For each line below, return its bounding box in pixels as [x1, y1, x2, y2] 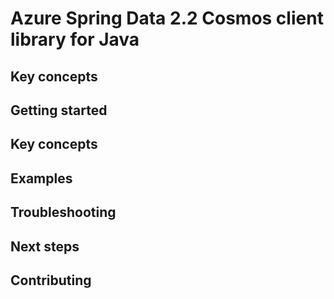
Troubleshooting [10, 204, 117, 221]
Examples [10, 170, 73, 187]
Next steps [10, 238, 80, 255]
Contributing [10, 272, 92, 289]
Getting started [10, 102, 108, 119]
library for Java [10, 28, 140, 51]
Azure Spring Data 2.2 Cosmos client [10, 7, 324, 30]
